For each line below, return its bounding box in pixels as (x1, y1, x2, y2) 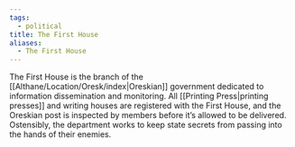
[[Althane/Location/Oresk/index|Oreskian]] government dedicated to (9, 81, 264, 92)
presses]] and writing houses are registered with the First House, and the (9, 100, 281, 111)
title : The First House (9, 30, 99, 39)
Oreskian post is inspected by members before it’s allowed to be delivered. (9, 110, 287, 121)
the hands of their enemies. (9, 129, 112, 140)
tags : (9, 13, 30, 23)
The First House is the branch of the (9, 71, 144, 82)
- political (17, 22, 63, 31)
